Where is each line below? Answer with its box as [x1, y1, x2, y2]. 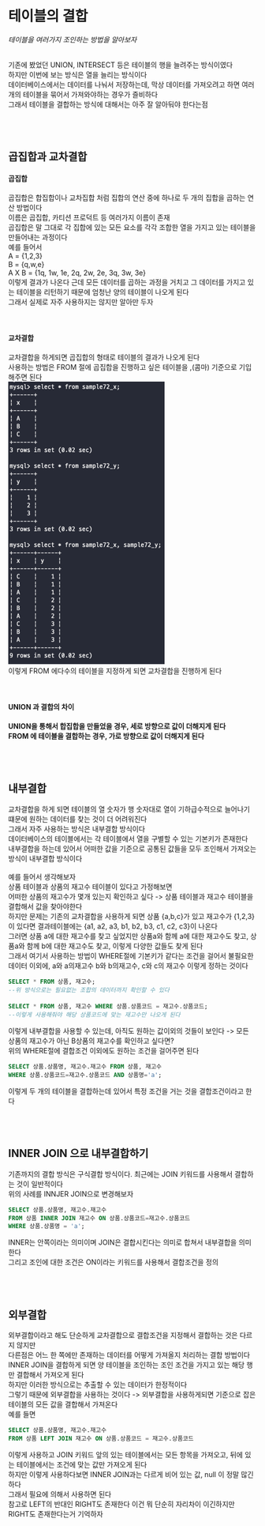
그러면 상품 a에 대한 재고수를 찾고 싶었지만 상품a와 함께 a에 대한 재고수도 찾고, [8, 931, 249, 940]
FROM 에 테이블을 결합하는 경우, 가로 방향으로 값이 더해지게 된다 [8, 731, 205, 740]
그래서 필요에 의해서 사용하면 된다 [8, 1489, 112, 1498]
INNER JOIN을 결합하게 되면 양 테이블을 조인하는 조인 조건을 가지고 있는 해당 [8, 1360, 245, 1370]
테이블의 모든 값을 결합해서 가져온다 [8, 1400, 118, 1409]
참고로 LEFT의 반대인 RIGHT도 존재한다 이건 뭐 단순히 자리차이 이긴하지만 [8, 1499, 235, 1509]
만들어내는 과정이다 [8, 232, 68, 242]
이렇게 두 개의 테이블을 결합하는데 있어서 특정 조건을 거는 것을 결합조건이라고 [8, 1086, 244, 1095]
